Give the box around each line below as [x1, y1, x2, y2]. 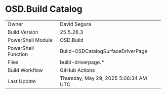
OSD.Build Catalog [5, 3, 83, 15]
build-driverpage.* [60, 59, 105, 65]
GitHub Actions [60, 66, 95, 73]
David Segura [60, 21, 91, 28]
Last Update [7, 78, 36, 85]
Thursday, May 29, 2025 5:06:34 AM [60, 75, 147, 82]
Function [7, 51, 28, 58]
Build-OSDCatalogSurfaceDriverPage [60, 48, 148, 55]
